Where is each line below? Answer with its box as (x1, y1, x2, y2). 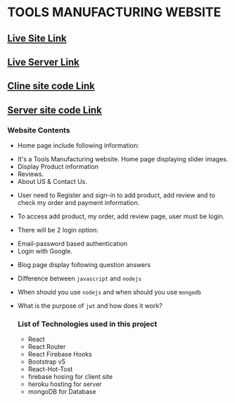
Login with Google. (17, 247, 72, 256)
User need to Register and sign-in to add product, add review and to (17, 191, 216, 199)
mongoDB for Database (27, 387, 96, 396)
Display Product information (17, 163, 99, 171)
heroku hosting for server (27, 380, 102, 388)
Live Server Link (7, 56, 80, 68)
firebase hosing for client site (27, 373, 113, 381)
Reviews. (17, 170, 44, 178)
